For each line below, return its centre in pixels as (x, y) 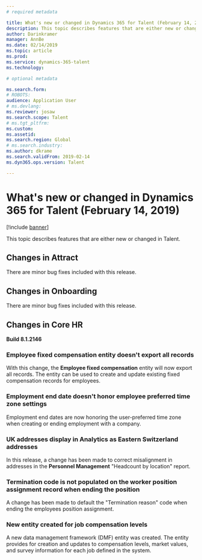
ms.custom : (20, 129)
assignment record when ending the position (73, 489)
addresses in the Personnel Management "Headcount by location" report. (98, 466)
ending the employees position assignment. (60, 509)
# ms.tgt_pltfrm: (28, 123)
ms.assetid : (21, 134)
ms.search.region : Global (38, 140)
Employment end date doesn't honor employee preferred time (98, 396)
